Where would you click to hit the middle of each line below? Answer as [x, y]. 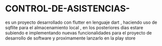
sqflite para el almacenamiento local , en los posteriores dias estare [74, 27]
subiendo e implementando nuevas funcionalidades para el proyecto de [79, 33]
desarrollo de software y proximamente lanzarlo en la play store [70, 38]
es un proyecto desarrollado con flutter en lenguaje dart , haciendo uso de [81, 22]
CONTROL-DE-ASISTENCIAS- [68, 9]
